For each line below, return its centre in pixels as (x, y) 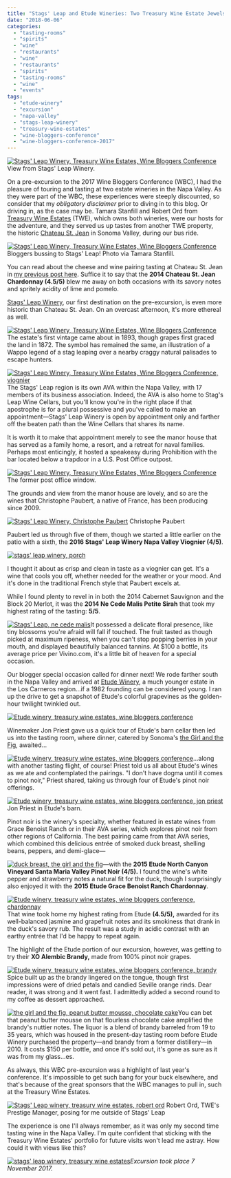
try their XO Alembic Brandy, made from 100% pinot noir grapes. (99, 957)
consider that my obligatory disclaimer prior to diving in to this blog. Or (108, 204)
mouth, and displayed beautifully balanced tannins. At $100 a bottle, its (108, 646)
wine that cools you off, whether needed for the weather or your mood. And (114, 576)
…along (203, 759)
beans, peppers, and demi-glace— (56, 851)
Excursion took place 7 (163, 1161)
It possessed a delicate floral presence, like (152, 624)
